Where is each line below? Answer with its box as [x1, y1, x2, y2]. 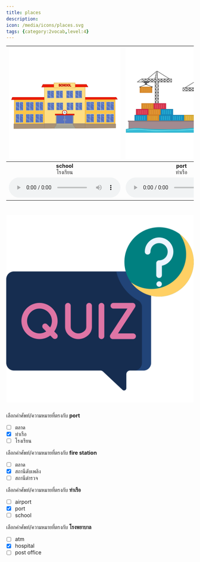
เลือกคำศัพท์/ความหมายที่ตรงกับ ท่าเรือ [6, 486, 82, 494]
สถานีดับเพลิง [14, 467, 41, 474]
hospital [14, 542, 35, 549]
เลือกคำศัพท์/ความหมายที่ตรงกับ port [6, 411, 80, 419]
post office [14, 549, 42, 556]
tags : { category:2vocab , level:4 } [6, 29, 89, 35]
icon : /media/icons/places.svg [6, 22, 84, 28]
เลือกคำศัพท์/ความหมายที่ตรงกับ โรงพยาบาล [6, 524, 92, 531]
